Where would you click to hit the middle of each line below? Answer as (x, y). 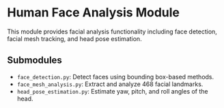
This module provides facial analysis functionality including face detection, (112, 31)
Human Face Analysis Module (93, 13)
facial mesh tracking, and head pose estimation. (74, 38)
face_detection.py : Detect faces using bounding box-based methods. (115, 77)
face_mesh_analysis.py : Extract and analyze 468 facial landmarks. (110, 84)
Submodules (35, 60)
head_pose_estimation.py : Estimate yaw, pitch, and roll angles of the (112, 91)
